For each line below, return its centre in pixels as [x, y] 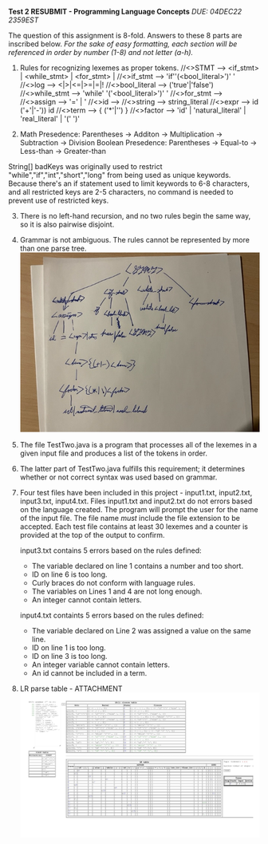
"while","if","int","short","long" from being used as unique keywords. [120, 175]
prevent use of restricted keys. [59, 200]
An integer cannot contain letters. [87, 600]
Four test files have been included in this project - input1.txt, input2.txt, [136, 493]
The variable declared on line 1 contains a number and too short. [138, 566]
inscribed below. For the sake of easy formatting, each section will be [123, 44]
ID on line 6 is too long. [69, 574]
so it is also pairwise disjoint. [67, 224]
